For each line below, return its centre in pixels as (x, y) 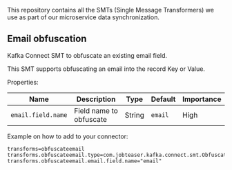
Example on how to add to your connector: (68, 136)
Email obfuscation (47, 39)
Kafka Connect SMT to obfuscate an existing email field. (87, 55)
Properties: (23, 82)
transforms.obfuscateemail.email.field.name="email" (85, 161)
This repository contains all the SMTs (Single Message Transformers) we (110, 10)
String (135, 115)
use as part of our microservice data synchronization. (84, 17)
